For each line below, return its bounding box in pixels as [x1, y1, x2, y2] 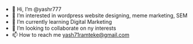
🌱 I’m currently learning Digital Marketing [11, 18, 112, 25]
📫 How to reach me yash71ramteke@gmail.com [11, 32, 129, 38]
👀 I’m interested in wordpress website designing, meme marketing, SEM [11, 12, 188, 19]
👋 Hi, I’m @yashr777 [11, 6, 62, 12]
